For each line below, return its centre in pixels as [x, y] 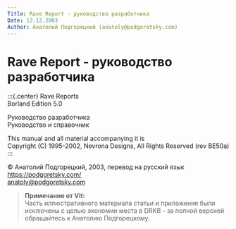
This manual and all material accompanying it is [76, 139]
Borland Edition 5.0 [35, 104]
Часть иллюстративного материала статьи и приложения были [120, 203]
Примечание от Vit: [55, 196]
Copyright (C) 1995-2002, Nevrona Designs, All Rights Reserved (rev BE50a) [118, 146]
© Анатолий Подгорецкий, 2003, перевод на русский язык [96, 167]
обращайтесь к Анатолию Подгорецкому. [87, 218]
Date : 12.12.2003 [33, 20]
